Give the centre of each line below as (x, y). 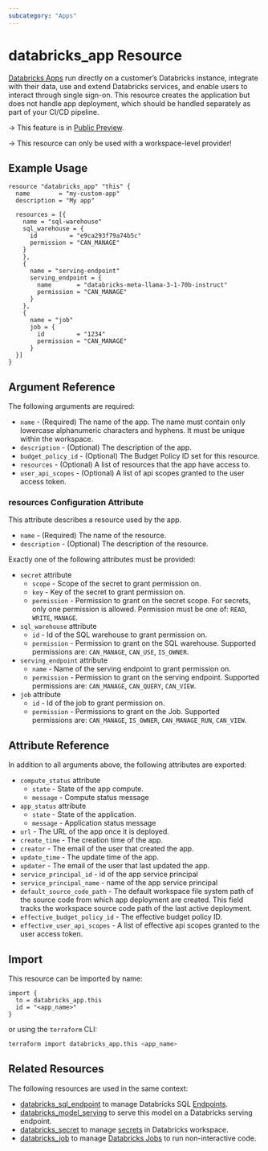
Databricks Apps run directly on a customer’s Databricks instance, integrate (133, 78)
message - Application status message (94, 823)
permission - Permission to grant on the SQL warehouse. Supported (144, 643)
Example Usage (48, 168)
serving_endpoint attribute (64, 660)
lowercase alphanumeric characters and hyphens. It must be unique (132, 431)
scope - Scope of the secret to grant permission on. (117, 584)
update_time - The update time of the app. (89, 857)
